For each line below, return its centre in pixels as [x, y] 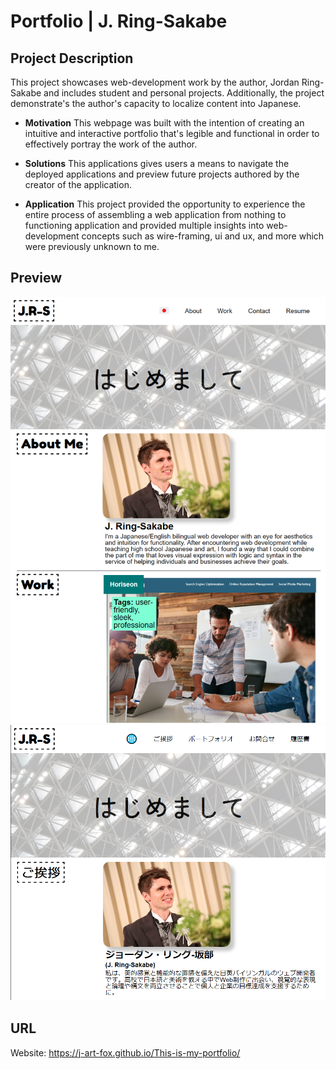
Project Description [72, 58]
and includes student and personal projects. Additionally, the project [184, 93]
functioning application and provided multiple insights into [144, 225]
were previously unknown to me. [92, 246]
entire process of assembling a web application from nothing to [155, 214]
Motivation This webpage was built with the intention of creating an [164, 123]
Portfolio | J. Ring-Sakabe [119, 21]
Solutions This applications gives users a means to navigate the [157, 163]
